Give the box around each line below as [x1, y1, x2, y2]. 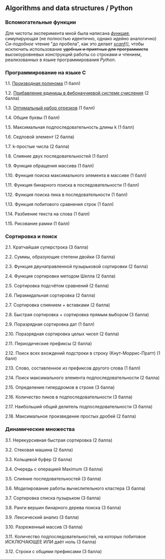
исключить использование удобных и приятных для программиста [5, 46, 148, 52]
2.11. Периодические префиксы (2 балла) [5, 341, 92, 347]
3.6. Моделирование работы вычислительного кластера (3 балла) [5, 485, 146, 491]
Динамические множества [5, 426, 75, 433]
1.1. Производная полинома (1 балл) [5, 80, 81, 86]
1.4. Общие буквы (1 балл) [5, 114, 60, 120]
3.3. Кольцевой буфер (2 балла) [5, 456, 73, 462]
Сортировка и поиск [5, 233, 58, 240]
